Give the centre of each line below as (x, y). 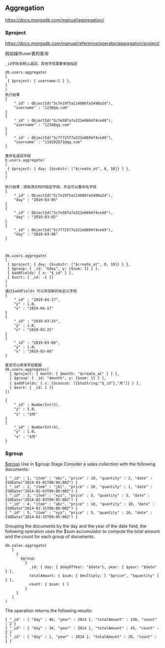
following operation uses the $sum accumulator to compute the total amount (82, 531)
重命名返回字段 (18, 156)
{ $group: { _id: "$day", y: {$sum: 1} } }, (53, 269)
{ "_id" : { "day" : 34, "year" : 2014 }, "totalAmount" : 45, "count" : (82, 628)
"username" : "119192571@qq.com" (48, 142)
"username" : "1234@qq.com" (42, 125)
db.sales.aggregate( (26, 546)
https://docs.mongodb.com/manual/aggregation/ (55, 20)
